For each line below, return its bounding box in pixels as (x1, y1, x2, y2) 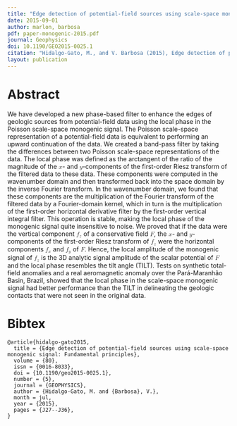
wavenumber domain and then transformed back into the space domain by (7, 177, 224, 185)
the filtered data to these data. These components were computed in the (7, 170, 219, 178)
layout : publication (7, 56, 68, 63)
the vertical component (7, 230, 75, 238)
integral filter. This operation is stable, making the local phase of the (7, 214, 205, 223)
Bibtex (7, 315, 46, 332)
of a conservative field (83, 230, 149, 238)
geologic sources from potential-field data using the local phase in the (7, 117, 212, 125)
